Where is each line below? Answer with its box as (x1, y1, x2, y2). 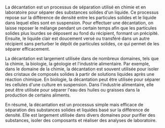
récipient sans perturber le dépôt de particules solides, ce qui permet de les (5, 41, 160, 46)
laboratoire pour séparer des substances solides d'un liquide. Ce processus (5, 9, 159, 15)
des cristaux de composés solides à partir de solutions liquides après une (5, 71, 155, 77)
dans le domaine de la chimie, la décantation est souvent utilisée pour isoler (5, 66, 159, 72)
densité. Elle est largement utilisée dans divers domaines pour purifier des (5, 112, 156, 118)
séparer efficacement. (5, 46, 50, 52)
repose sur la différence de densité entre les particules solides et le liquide (5, 15, 157, 20)
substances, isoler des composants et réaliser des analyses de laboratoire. (5, 118, 157, 123)
